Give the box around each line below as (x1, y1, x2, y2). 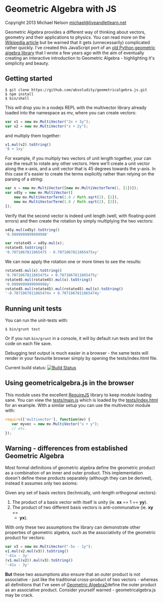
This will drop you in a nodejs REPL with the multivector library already (5, 104, 147, 111)
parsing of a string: (5, 176, 43, 182)
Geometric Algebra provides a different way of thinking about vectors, (5, 29, 146, 35)
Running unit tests (5, 304, 62, 313)
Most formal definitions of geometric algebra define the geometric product (5, 465, 155, 470)
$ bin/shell (5, 96, 29, 101)
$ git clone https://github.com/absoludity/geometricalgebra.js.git (5, 87, 147, 92)
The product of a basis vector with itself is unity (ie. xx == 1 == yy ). (12, 499, 148, 505)
